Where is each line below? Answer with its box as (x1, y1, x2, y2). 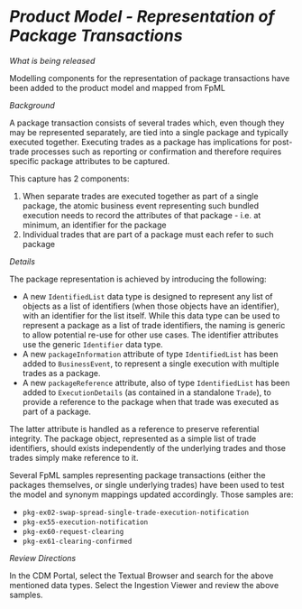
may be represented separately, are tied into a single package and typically (9, 126, 288, 137)
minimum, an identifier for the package (22, 219, 167, 230)
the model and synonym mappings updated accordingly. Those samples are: (9, 489, 294, 500)
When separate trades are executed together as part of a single (22, 190, 259, 201)
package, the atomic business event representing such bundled (22, 200, 260, 211)
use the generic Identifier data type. (22, 338, 164, 349)
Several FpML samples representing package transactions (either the (9, 469, 266, 480)
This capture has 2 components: (9, 173, 130, 184)
